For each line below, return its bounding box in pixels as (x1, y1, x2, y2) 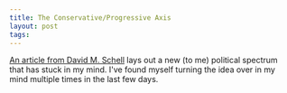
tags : (9, 30, 30, 39)
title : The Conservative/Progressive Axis (9, 13, 171, 23)
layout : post (9, 22, 59, 31)
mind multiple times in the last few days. (9, 74, 159, 85)
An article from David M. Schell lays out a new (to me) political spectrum (9, 55, 278, 66)
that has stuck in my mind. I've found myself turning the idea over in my (9, 64, 275, 75)
